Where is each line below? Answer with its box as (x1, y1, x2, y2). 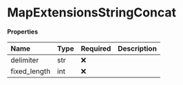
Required (80, 43, 111, 53)
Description (118, 43, 157, 53)
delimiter (10, 55, 39, 64)
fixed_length (10, 66, 51, 76)
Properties (7, 27, 39, 36)
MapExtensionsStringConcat (7, 5, 177, 21)
